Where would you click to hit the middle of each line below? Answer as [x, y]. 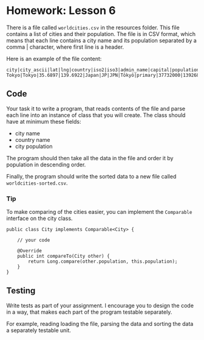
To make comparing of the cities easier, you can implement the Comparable [99, 212]
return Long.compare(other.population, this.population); [103, 262]
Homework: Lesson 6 [61, 11]
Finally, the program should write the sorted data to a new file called [91, 176]
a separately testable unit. [39, 330]
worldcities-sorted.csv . [37, 183]
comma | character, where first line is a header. [65, 47]
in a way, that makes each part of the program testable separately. [89, 312]
